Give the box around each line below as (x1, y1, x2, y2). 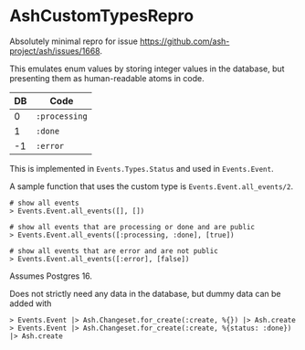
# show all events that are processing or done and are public (9, 222, 256, 231)
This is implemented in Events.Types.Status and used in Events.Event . (9, 163, 274, 174)
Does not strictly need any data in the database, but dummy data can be (9, 288, 281, 299)
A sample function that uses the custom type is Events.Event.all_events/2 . (9, 180, 294, 192)
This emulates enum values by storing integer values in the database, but (9, 63, 285, 74)
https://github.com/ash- (140, 36, 230, 47)
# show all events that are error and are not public (9, 246, 219, 256)
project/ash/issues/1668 (9, 45, 100, 56)
